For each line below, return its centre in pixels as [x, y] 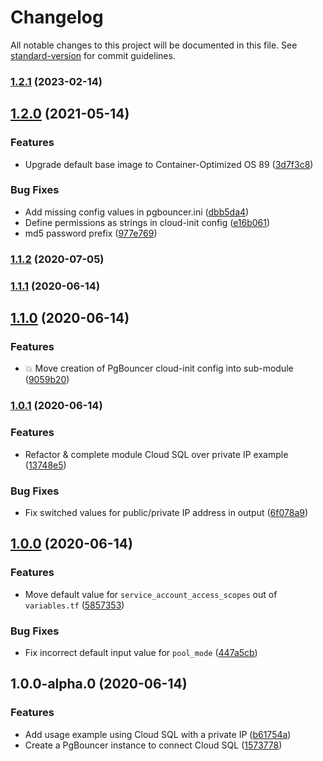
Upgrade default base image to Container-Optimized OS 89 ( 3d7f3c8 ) [169, 164]
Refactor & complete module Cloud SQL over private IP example [156, 454]
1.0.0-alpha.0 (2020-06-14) [99, 684]
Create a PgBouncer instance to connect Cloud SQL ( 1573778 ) [153, 745]
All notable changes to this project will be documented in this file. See [154, 45]
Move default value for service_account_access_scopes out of [151, 594]
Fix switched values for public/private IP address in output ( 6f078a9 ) [166, 512]
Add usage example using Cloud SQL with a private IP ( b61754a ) [158, 734]
